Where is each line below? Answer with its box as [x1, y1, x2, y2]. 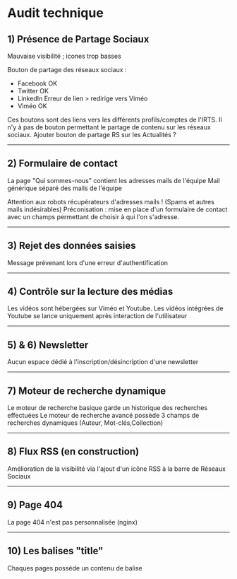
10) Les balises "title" [7, 545, 104, 557]
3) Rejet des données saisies [7, 240, 136, 252]
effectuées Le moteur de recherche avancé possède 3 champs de [7, 411, 200, 420]
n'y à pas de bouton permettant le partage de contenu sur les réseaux [7, 123, 212, 131]
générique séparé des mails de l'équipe [7, 184, 122, 192]
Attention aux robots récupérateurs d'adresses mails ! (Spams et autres [7, 197, 215, 206]
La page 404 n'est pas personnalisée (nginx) [7, 517, 138, 526]
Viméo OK [17, 102, 47, 110]
